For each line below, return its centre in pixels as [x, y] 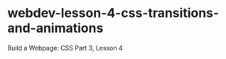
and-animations [55, 28]
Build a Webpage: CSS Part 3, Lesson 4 [65, 48]
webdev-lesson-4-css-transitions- [113, 13]
